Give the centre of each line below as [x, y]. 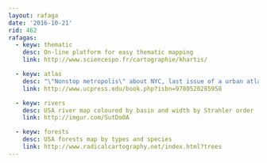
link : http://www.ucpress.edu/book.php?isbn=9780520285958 [122, 89]
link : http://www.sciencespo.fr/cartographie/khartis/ [115, 60]
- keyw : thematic [44, 45]
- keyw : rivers [41, 103]
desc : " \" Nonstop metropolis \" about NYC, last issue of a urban [133, 81]
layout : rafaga [33, 15]
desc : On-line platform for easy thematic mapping [108, 52]
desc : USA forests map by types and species [97, 139]
